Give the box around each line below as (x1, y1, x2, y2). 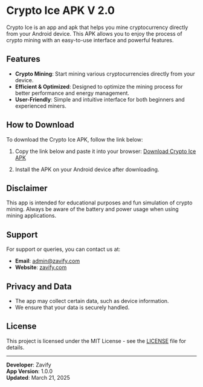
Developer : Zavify (6, 361, 51, 368)
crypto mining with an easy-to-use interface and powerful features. (6, 36, 174, 44)
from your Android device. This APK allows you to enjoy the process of (6, 30, 182, 37)
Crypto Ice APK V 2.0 (6, 4, 115, 18)
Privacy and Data (6, 281, 72, 291)
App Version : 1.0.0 (6, 367, 53, 375)
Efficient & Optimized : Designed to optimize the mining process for (14, 83, 183, 90)
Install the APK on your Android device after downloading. (14, 166, 159, 173)
